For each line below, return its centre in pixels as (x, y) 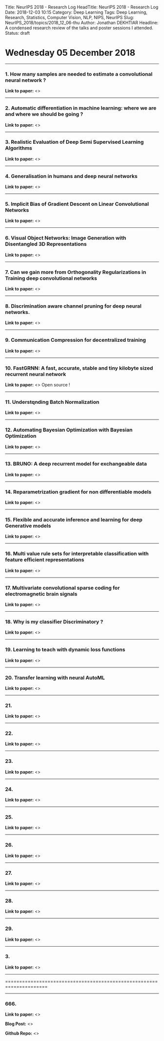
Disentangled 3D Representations (46, 244)
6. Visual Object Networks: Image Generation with (66, 238)
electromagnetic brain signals (41, 594)
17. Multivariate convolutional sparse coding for (62, 588)
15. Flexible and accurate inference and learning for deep (74, 520)
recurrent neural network (36, 374)
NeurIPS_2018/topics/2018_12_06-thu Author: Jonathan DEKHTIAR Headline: (82, 22)
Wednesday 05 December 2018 (70, 53)
